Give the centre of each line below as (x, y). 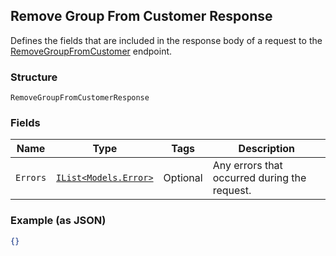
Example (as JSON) (58, 221)
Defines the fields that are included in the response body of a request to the (166, 40)
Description (267, 149)
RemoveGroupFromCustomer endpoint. (91, 51)
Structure (34, 77)
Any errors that (247, 166)
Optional (183, 178)
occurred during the (259, 178)
